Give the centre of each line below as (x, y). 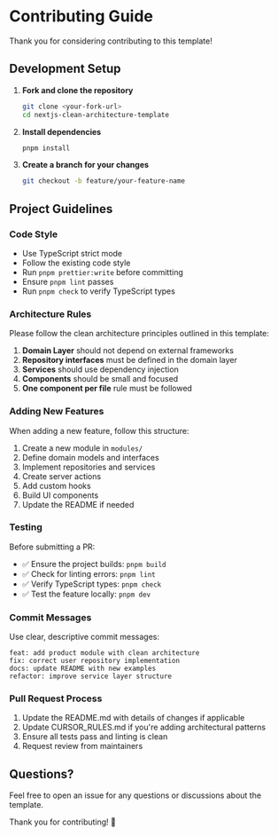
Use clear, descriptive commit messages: (85, 637)
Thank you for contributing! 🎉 (63, 822)
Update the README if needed (78, 504)
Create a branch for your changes (85, 165)
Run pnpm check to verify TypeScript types (98, 291)
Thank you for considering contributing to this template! (111, 41)
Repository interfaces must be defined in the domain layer (129, 360)
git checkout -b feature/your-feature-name (104, 181)
